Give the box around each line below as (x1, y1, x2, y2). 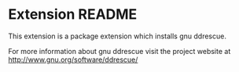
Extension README (8, 5, 138, 23)
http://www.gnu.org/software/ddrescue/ (8, 55, 138, 64)
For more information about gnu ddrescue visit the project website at (8, 46, 231, 56)
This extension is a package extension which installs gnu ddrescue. (8, 31, 226, 41)
